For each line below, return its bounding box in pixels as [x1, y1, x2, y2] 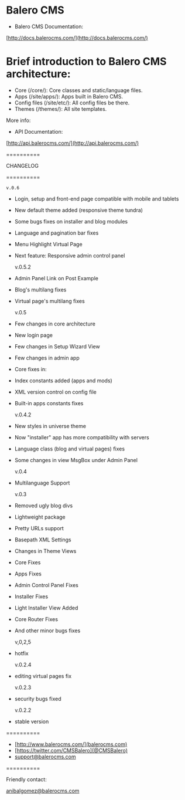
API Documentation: [14, 128, 63, 135]
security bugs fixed [14, 695, 61, 702]
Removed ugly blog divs [14, 502, 73, 509]
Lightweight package [14, 513, 66, 520]
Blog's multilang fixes [14, 286, 67, 293]
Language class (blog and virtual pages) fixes [14, 445, 125, 452]
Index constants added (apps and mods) [14, 377, 112, 384]
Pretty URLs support [14, 524, 64, 531]
